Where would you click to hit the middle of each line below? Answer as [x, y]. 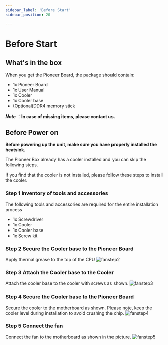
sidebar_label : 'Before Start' [38, 10]
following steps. [22, 165]
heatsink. [15, 150]
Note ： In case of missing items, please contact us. [60, 116]
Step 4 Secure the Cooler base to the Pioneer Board [69, 297]
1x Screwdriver [28, 219]
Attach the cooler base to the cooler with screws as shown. [67, 283]
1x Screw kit [25, 236]
